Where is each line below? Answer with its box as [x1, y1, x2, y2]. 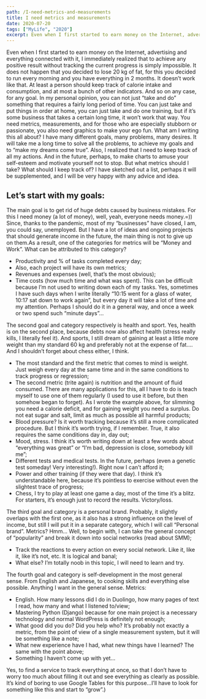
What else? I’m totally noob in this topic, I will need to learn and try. [15, 559, 185, 566]
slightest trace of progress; [15, 483, 84, 491]
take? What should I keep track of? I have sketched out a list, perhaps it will [6, 166, 196, 174]
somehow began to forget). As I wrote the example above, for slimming [15, 398, 195, 405]
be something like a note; [15, 635, 80, 642]
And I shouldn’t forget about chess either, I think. [6, 347, 129, 354]
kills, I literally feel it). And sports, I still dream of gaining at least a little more [6, 334, 199, 342]
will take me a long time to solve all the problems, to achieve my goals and [6, 140, 194, 147]
